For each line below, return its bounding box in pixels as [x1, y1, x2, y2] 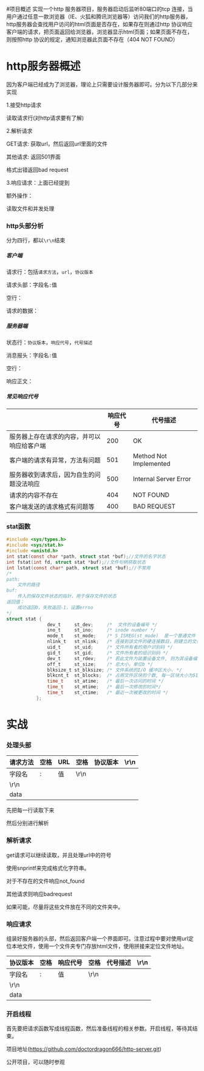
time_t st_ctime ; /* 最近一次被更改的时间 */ [47, 689, 169, 696]
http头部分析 [6, 221, 44, 230]
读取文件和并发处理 [6, 205, 55, 212]
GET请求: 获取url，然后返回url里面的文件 [6, 140, 108, 148]
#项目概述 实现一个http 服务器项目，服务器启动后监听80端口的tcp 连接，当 [6, 5, 193, 12]
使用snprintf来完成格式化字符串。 [6, 864, 90, 872]
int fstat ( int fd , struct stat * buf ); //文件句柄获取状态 [6, 559, 146, 565]
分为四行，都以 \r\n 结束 [6, 237, 66, 244]
